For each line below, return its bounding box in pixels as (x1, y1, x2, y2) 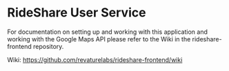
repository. (33, 42, 64, 50)
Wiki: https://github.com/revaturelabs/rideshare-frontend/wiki (7, 55, 183, 63)
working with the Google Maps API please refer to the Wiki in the (7, 34, 191, 43)
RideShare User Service (7, 5, 146, 21)
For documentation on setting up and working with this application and (7, 28, 208, 36)
